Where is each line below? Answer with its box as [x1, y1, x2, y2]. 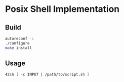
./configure [5, 41, 30, 45]
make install [5, 45, 32, 50]
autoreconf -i [5, 36, 35, 41]
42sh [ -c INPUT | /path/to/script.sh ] [5, 72, 90, 77]
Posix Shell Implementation [5, 3, 120, 15]
